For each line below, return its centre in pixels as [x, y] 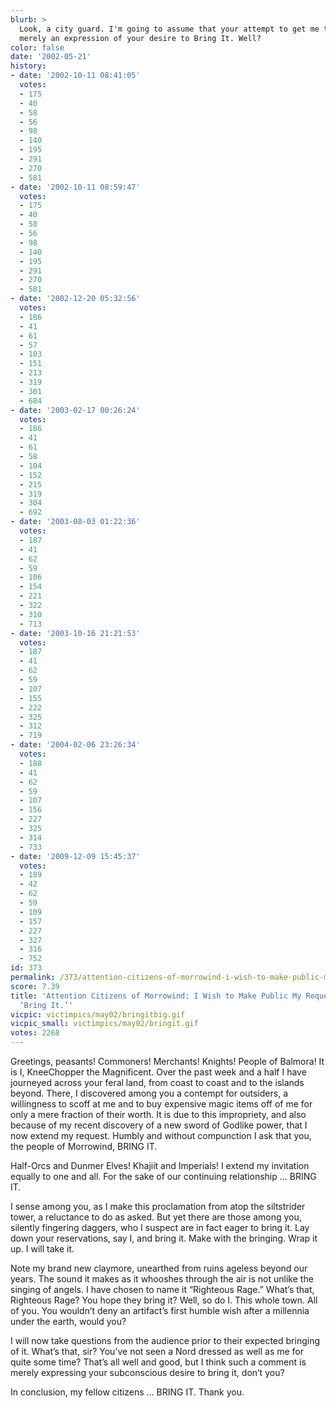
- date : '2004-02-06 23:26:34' [75, 745]
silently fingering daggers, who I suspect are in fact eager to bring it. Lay [160, 1227]
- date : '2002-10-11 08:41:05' [75, 76]
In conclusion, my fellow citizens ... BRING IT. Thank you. [127, 1392]
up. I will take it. [42, 1249]
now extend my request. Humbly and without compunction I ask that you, [161, 1135]
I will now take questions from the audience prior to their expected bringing [165, 1340]
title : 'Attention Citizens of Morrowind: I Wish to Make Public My [156, 996]
